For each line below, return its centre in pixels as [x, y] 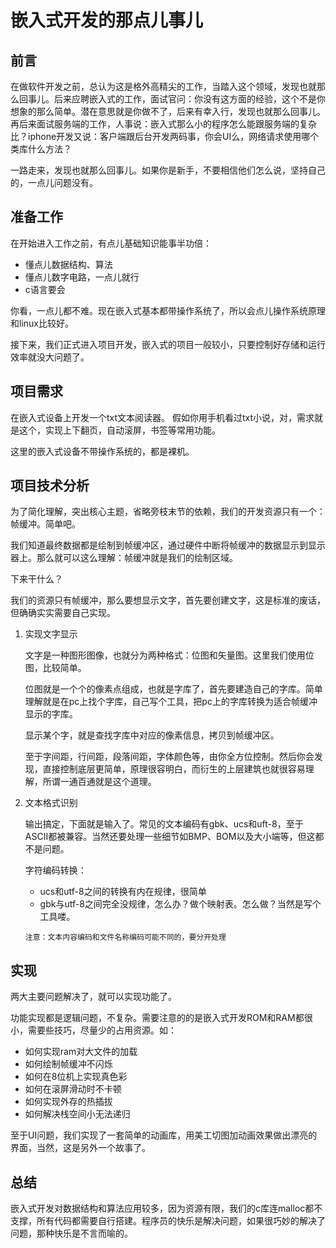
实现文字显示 [51, 634]
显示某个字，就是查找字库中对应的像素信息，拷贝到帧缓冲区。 [152, 735]
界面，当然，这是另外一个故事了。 [80, 1148]
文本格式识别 [51, 803]
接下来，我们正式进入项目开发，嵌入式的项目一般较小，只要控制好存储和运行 [168, 344]
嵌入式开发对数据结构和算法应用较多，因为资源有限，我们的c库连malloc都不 [166, 1208]
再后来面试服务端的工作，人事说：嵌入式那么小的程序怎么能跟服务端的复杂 [163, 124]
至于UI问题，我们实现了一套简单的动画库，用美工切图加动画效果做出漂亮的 [164, 1135]
